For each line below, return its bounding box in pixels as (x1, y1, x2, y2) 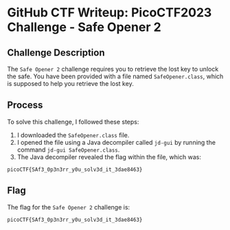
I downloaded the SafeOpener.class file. (16, 130, 130, 139)
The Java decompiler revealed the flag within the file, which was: (16, 152, 201, 161)
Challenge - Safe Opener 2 (7, 19, 161, 35)
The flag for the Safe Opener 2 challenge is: (7, 203, 130, 211)
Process (7, 100, 43, 111)
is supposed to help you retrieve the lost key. (7, 80, 134, 87)
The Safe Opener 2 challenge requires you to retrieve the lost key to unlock (7, 65, 219, 73)
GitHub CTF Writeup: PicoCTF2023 (7, 5, 212, 21)
